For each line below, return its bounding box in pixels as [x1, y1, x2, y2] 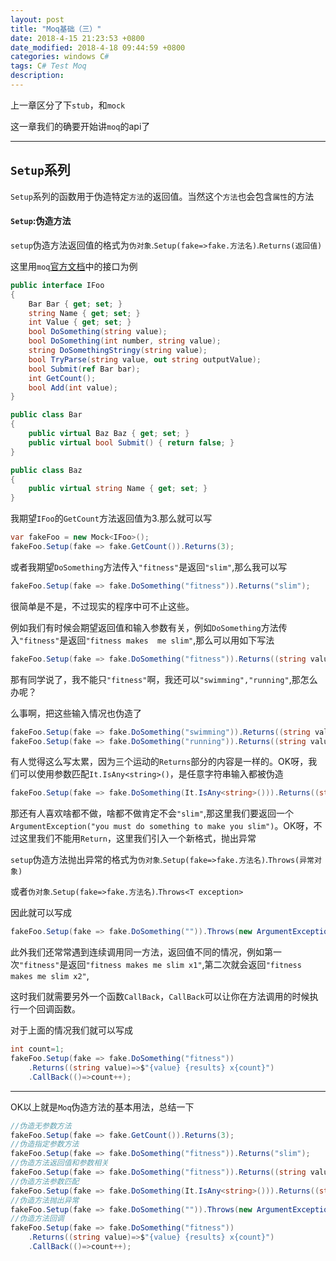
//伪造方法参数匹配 [10, 1176, 80, 1186]
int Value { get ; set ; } [28, 317, 132, 328]
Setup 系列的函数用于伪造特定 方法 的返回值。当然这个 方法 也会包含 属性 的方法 [10, 190, 315, 202]
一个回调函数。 [18, 1003, 81, 1015]
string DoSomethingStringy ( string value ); [28, 346, 208, 356]
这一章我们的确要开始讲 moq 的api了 [10, 120, 151, 132]
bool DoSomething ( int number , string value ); [28, 336, 222, 346]
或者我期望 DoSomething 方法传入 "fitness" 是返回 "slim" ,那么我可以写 [10, 561, 288, 573]
